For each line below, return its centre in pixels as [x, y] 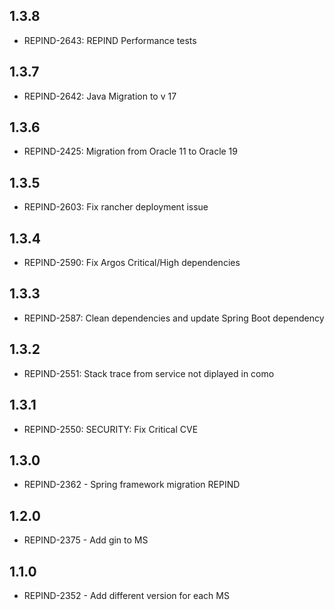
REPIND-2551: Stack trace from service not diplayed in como [149, 373]
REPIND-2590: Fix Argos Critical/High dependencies [132, 263]
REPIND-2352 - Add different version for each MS [126, 595]
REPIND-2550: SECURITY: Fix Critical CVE [111, 429]
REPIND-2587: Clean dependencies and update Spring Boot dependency [174, 318]
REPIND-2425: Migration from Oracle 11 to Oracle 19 [130, 151]
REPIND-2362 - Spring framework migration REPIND [132, 485]
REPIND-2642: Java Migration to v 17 [100, 96]
